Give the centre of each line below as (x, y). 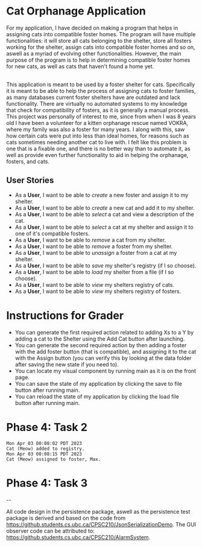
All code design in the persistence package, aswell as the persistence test (98, 511)
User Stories (30, 180)
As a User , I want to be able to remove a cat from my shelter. (90, 240)
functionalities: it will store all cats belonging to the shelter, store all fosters (99, 40)
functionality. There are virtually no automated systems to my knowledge (97, 103)
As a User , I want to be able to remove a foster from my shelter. (94, 246)
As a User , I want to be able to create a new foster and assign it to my (102, 195)
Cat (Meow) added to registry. (46, 449)
